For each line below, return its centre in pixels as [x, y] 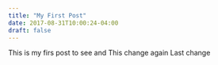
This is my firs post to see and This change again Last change [109, 53]
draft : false [30, 30]
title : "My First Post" [48, 15]
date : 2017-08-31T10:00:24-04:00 [63, 23]
